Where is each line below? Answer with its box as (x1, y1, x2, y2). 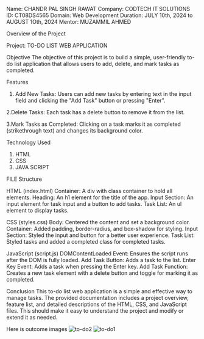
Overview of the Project (6, 30, 66, 37)
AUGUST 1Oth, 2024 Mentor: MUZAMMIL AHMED (6, 18, 132, 25)
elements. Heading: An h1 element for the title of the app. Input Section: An (6, 194, 194, 201)
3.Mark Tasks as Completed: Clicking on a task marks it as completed (6, 120, 181, 128)
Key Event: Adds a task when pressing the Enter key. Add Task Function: (6, 263, 188, 270)
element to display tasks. (6, 207, 69, 214)
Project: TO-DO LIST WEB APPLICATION (6, 42, 108, 49)
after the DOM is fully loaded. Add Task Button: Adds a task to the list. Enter (6, 257, 196, 263)
